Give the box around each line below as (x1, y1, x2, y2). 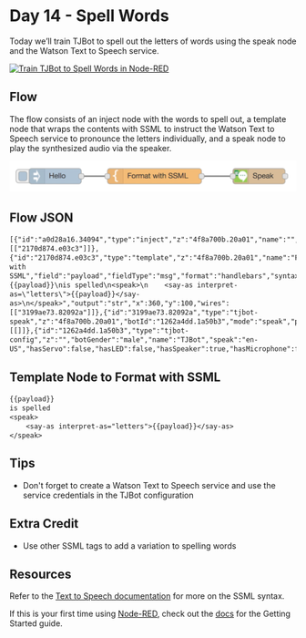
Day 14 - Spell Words (9, 5, 170, 26)
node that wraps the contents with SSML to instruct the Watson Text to (9, 123, 275, 134)
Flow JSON (9, 210, 74, 225)
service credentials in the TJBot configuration (22, 489, 194, 500)
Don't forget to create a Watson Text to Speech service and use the (22, 479, 276, 490)
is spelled (9, 404, 51, 413)
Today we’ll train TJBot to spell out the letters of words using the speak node (9, 36, 298, 46)
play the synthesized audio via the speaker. (9, 142, 172, 153)
